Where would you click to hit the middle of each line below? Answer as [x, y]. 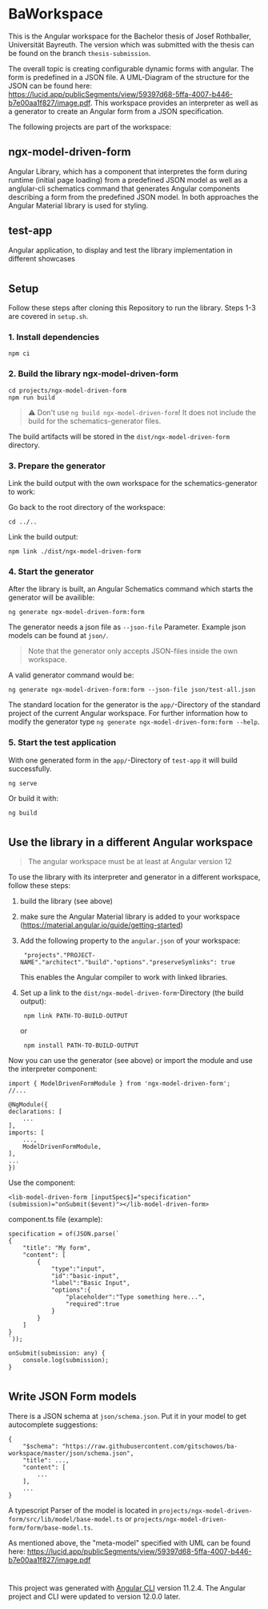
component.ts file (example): [56, 1219]
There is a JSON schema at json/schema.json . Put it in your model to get [127, 1416]
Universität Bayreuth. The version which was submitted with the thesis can [131, 44]
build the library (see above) [66, 901]
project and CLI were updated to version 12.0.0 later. [94, 1597]
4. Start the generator [51, 572]
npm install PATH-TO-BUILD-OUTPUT [81, 1046]
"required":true [92, 1304]
